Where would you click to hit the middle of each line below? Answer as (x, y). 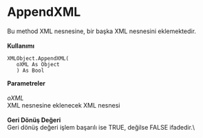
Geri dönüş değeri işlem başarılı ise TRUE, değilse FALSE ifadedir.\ (101, 127)
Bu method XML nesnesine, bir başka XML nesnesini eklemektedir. (101, 31)
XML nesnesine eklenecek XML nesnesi (64, 105)
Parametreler (26, 83)
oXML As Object (38, 64)
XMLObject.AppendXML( (38, 58)
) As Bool (30, 70)
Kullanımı (21, 46)
